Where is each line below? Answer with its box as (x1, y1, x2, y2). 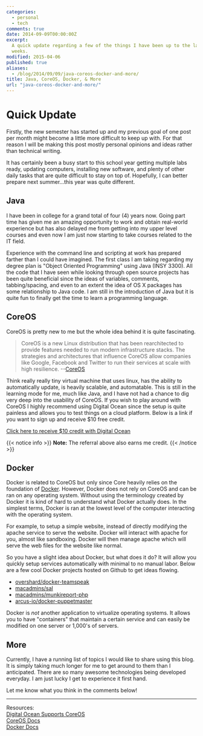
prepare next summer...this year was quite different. (6, 178, 135, 185)
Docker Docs (6, 723, 39, 731)
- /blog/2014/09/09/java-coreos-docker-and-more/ (11, 71, 139, 77)
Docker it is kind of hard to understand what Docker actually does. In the (6, 498, 187, 506)
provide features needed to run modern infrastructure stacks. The (21, 346, 185, 353)
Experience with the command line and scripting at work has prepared (6, 249, 181, 256)
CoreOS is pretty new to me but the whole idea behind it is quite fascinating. (6, 328, 196, 335)
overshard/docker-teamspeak (14, 578, 89, 585)
